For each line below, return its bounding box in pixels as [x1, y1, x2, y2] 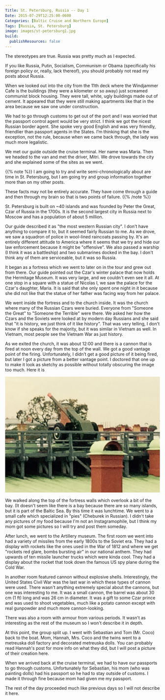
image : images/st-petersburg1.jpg [5, 29, 76, 34]
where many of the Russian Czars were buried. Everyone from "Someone [5, 305, 154, 311]
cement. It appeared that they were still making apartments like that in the [5, 98, 154, 104]
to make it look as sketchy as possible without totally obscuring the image [5, 361, 155, 367]
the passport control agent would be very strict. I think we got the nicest [5, 118, 151, 124]
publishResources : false [9, 39, 60, 44]
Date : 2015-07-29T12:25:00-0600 [5, 13, 71, 18]
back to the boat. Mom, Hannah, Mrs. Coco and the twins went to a [5, 635, 141, 641]
